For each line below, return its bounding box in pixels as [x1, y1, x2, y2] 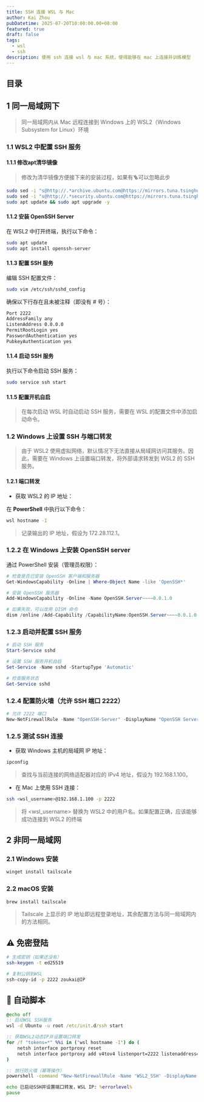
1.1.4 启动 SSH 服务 [6, 352, 54, 360]
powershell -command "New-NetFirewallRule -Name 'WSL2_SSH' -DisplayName [6, 1073, 197, 1079]
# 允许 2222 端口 [6, 711, 47, 717]
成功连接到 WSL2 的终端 [21, 815, 82, 823]
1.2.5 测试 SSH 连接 [6, 732, 64, 741]
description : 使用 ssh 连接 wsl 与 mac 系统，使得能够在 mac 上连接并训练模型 [6, 54, 191, 60]
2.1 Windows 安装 [6, 855, 59, 863]
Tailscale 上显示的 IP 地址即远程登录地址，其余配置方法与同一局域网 [21, 911, 191, 918]
